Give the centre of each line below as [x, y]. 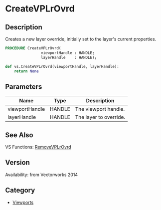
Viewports [23, 202]
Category [20, 190]
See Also [19, 135]
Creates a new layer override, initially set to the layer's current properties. [81, 39]
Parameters [24, 87]
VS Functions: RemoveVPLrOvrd [38, 147]
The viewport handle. [100, 109]
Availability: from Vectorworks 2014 [42, 175]
